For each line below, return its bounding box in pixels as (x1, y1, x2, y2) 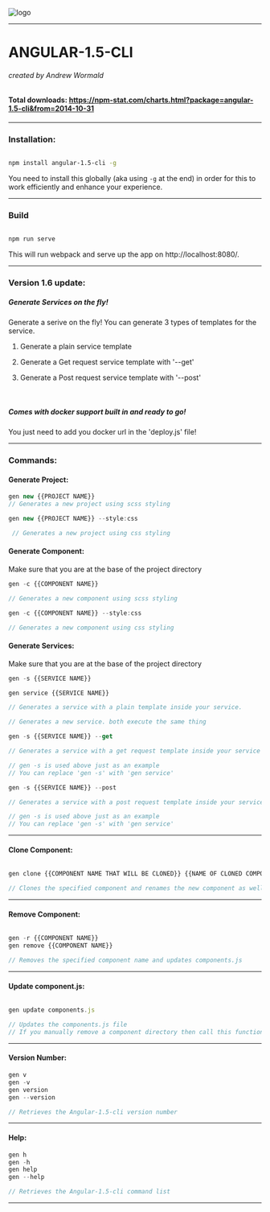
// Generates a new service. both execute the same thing (8, 718, 207, 726)
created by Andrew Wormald (8, 70, 104, 80)
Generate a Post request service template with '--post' (19, 373, 202, 382)
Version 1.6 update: (8, 278, 86, 289)
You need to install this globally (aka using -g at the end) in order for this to (8, 174, 256, 183)
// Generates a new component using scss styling (8, 594, 178, 603)
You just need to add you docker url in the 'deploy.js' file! (8, 427, 197, 437)
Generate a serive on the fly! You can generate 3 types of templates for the (8, 318, 257, 328)
